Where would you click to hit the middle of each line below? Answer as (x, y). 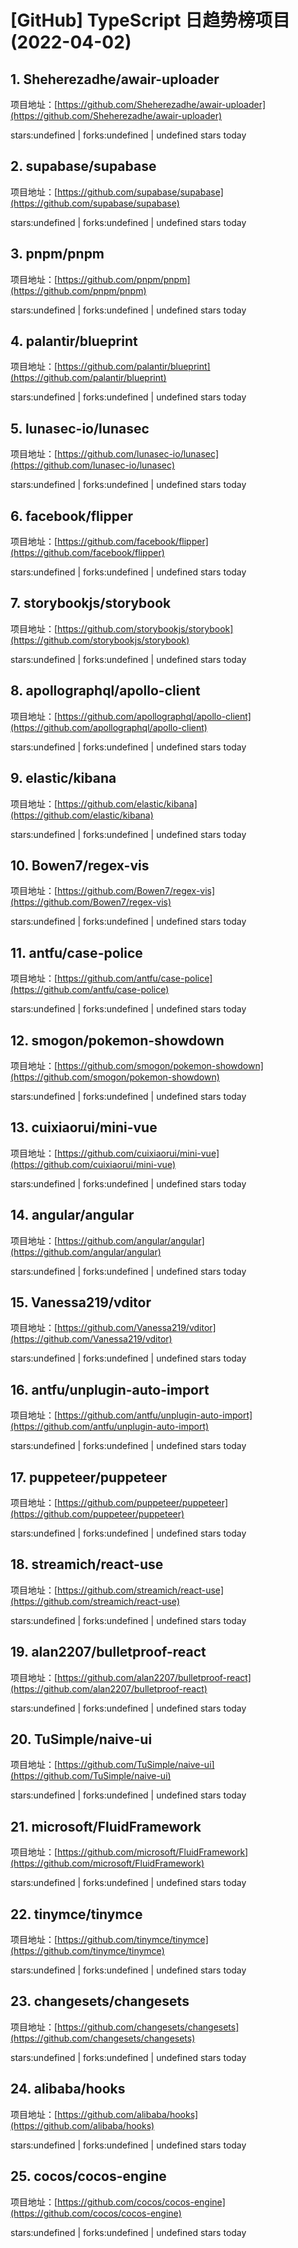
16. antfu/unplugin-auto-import (110, 1389)
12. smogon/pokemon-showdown (117, 1040)
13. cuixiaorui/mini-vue (84, 1127)
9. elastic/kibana (63, 778)
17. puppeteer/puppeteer (89, 1477)
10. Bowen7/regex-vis (80, 865)
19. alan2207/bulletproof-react (108, 1652)
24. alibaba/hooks (68, 2089)
